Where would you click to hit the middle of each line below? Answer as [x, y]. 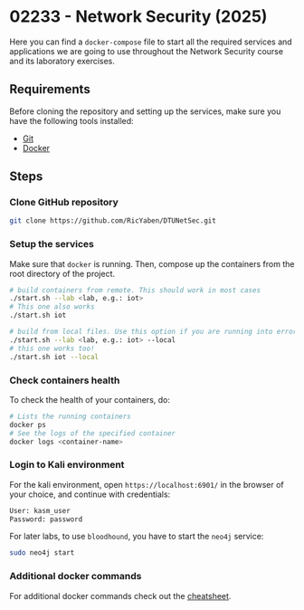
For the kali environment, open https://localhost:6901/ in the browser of [147, 484]
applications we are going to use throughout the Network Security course [146, 51]
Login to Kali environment [67, 465]
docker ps [28, 424]
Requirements [50, 89]
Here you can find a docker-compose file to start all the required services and [151, 42]
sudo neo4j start [42, 553]
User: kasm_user [40, 510]
